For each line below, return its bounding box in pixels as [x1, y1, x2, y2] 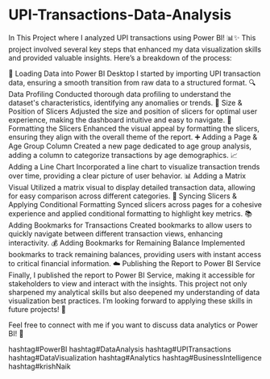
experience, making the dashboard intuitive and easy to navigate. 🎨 [8, 115, 232, 124]
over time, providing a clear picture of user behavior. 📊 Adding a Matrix [8, 171, 247, 181]
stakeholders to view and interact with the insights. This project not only [8, 278, 247, 288]
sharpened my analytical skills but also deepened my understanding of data [8, 287, 260, 297]
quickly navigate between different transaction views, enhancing [8, 228, 223, 239]
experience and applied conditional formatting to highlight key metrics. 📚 [8, 208, 252, 219]
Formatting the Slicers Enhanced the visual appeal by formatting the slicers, [8, 123, 260, 133]
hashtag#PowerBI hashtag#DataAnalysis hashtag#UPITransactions [8, 344, 231, 354]
